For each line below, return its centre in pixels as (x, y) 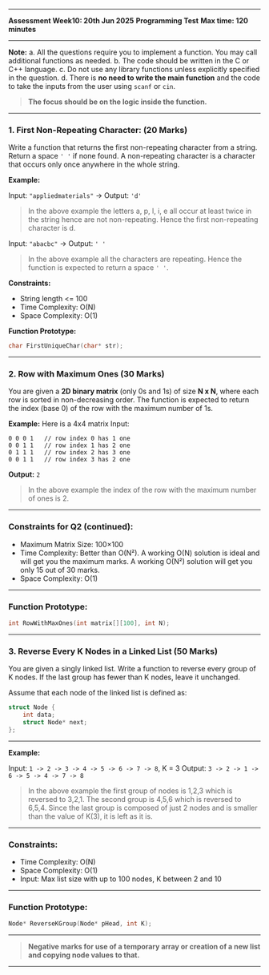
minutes (22, 29)
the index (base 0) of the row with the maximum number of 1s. (111, 409)
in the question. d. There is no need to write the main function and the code (134, 78)
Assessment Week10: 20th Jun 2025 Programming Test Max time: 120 (128, 20)
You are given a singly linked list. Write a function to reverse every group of (132, 669)
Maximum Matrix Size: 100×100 (72, 544)
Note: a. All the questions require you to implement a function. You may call (133, 52)
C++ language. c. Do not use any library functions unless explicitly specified (134, 69)
